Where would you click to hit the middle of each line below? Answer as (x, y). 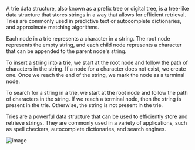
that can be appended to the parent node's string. (66, 51)
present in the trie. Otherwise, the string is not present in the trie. (85, 105)
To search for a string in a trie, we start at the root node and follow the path (97, 93)
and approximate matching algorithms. (53, 27)
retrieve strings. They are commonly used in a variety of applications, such (97, 123)
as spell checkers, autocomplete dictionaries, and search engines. (86, 129)
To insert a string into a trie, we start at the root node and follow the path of (97, 62)
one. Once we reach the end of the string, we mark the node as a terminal (95, 75)
